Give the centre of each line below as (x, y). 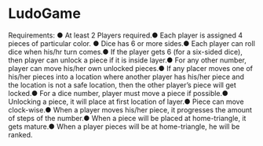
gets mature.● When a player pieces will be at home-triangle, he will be (124, 126)
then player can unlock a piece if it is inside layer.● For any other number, (128, 60)
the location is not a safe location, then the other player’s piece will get (122, 85)
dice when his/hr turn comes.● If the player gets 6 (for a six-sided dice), (126, 52)
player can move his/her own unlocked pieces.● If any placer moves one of (131, 68)
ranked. (20, 134)
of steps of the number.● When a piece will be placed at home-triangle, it (127, 118)
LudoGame (44, 14)
